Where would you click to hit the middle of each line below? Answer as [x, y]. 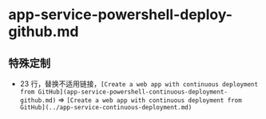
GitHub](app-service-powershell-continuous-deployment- [133, 92]
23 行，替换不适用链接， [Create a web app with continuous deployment [139, 84]
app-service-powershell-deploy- [121, 15]
